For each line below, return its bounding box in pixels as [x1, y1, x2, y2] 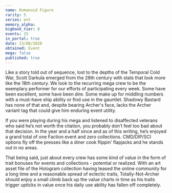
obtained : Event [5, 46, 40, 51]
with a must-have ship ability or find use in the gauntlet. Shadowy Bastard [5, 96, 161, 103]
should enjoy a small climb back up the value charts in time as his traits [5, 177, 155, 183]
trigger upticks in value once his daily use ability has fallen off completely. [5, 182, 161, 188]
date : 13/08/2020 [5, 41, 42, 46]
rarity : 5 [5, 12, 27, 17]
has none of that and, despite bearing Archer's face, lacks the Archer [5, 102, 152, 108]
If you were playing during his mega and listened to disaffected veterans [5, 118, 158, 124]
